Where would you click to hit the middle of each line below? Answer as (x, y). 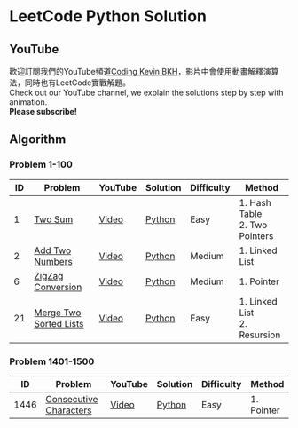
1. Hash (255, 202)
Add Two (53, 250)
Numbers (53, 261)
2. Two (253, 225)
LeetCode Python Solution (108, 16)
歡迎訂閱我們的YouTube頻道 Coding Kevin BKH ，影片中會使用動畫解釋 (136, 71)
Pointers (256, 235)
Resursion (260, 335)
